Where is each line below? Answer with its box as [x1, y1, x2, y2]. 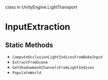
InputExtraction [5, 22, 71, 32]
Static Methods [5, 41, 53, 49]
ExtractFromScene [12, 60, 48, 65]
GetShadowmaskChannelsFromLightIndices [12, 65, 95, 70]
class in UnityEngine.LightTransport [5, 4, 77, 10]
